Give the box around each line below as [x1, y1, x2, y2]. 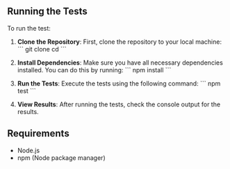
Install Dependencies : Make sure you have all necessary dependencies [17, 58, 224, 67]
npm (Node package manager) [17, 153, 106, 162]
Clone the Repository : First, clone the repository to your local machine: [17, 38, 222, 46]
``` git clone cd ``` [17, 45, 67, 53]
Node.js [17, 146, 40, 154]
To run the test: [7, 24, 51, 32]
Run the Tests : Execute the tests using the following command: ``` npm [17, 79, 221, 88]
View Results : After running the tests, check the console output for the [17, 100, 221, 108]
